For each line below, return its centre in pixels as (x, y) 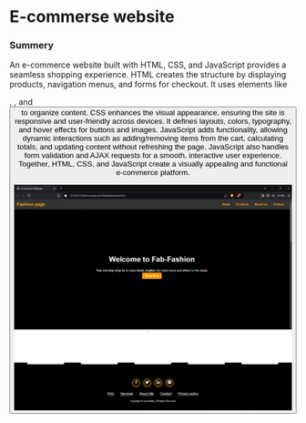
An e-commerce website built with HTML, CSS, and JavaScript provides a (148, 65)
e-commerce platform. (153, 173)
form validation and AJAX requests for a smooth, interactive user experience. (153, 155)
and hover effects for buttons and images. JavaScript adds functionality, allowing (153, 130)
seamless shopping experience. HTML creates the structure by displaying (148, 75)
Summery (32, 46)
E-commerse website (92, 17)
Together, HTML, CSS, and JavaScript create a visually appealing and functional (153, 165)
